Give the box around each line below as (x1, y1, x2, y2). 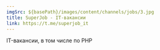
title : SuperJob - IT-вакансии (6, 15, 86, 21)
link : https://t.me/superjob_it (6, 20, 89, 26)
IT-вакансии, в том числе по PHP (6, 37, 93, 45)
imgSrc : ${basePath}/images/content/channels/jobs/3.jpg (6, 9, 155, 15)
